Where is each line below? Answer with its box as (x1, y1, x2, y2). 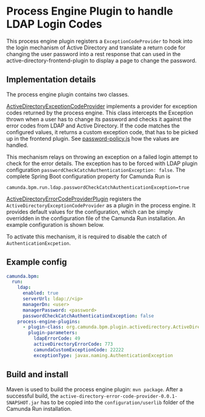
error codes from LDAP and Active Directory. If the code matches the (6, 122, 180, 129)
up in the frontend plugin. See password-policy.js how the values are (6, 135, 179, 142)
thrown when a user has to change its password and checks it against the (6, 115, 192, 123)
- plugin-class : (22, 324, 64, 330)
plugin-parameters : (28, 330, 78, 336)
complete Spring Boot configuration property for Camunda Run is (6, 173, 171, 180)
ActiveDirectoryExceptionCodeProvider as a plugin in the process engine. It (6, 201, 196, 208)
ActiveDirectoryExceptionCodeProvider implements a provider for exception (6, 102, 198, 110)
